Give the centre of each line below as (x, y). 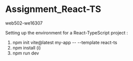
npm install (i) (27, 47)
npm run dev (26, 53)
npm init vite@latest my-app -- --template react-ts (65, 42)
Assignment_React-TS (53, 9)
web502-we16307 (24, 23)
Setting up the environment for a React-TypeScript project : (67, 32)
